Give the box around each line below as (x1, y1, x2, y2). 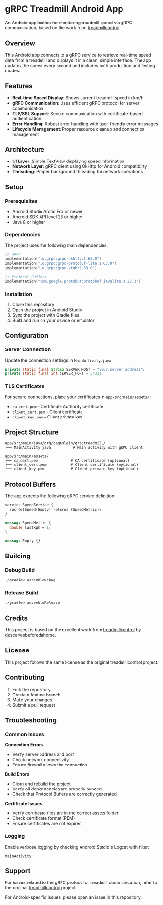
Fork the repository (12, 686, 51, 692)
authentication (12, 116, 41, 121)
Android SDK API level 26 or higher (12, 214, 83, 220)
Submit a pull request (12, 702, 55, 708)
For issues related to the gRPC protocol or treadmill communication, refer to (5, 880, 157, 885)
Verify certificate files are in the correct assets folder (12, 810, 119, 816)
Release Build (5, 589, 38, 596)
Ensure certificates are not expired (12, 821, 82, 827)
